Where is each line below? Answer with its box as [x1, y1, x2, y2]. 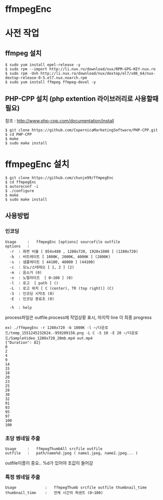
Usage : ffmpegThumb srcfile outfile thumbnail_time [5, 485, 147, 490]
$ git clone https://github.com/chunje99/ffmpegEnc [5, 175, 114, 180]
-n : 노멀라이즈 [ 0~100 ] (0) [9, 275, 73, 280]
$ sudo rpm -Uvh [5, 71, 39, 76]
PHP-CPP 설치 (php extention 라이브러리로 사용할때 [5, 94, 159, 103]
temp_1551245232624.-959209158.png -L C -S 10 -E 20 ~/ [10, 331, 128, 335]
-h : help [9, 305, 32, 310]
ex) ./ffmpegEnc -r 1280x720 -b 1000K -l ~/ [5, 325, 98, 330]
